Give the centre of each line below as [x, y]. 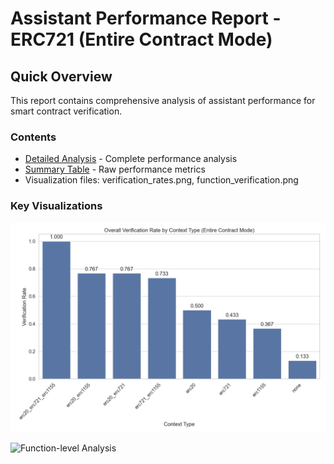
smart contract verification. [66, 111]
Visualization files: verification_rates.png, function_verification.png [161, 180]
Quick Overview [61, 76]
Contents [33, 137]
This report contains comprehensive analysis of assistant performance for [163, 100]
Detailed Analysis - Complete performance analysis [131, 159]
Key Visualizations [56, 206]
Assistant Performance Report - [146, 18]
